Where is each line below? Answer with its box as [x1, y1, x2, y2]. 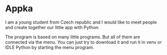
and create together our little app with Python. [5, 24, 100, 30]
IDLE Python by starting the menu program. [5, 44, 94, 50]
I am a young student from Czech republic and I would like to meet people [5, 19, 157, 25]
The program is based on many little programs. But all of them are [5, 34, 141, 40]
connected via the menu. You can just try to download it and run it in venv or [5, 39, 162, 45]
